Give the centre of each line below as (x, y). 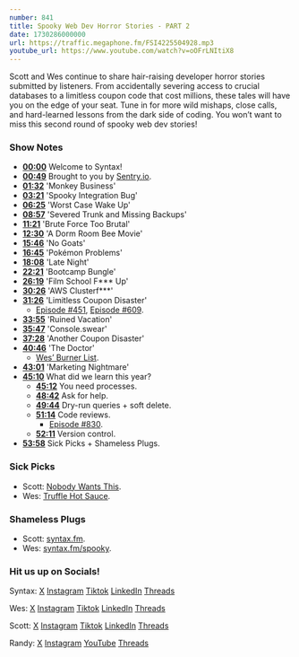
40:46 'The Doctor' (59, 348)
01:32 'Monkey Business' (69, 186)
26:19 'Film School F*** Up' (75, 281)
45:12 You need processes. (86, 386)
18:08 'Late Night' (56, 262)
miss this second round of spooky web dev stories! (103, 124)
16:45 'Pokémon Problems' (72, 253)
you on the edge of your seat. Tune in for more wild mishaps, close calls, (143, 105)
